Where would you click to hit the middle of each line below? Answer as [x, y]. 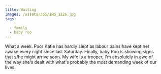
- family [18, 28]
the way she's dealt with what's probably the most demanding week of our [81, 62]
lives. [10, 68]
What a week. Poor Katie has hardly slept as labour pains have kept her [77, 46]
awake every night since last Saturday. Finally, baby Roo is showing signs [80, 52]
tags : [11, 19]
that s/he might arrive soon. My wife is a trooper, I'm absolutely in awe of [79, 57]
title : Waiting [21, 10]
